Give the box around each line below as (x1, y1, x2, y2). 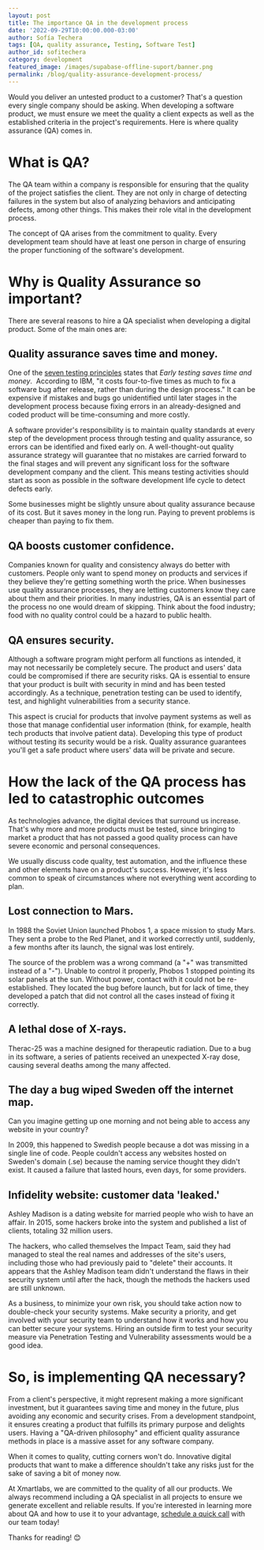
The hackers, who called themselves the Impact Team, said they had (8, 1242, 231, 1251)
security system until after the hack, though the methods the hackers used (8, 1275, 251, 1284)
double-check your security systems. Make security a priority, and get (8, 1307, 237, 1317)
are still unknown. (8, 1284, 65, 1293)
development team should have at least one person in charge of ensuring (8, 236, 246, 246)
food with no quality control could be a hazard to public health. (8, 610, 212, 620)
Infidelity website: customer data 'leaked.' (8, 1188, 221, 1201)
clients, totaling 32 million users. (8, 1226, 113, 1235)
